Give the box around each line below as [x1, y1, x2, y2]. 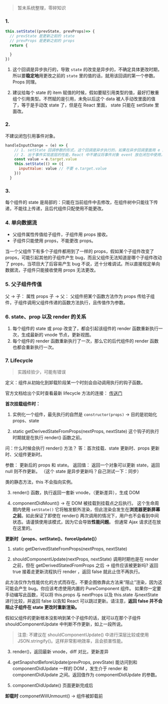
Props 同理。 [12, 78, 39, 84]
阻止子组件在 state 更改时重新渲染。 [5, 604, 80, 610]
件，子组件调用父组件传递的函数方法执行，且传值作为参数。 [5, 299, 128, 305]
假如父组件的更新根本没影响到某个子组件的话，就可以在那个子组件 [5, 615, 141, 621]
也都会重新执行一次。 [12, 344, 56, 350]
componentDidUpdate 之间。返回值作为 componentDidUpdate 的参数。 [12, 672, 160, 678]
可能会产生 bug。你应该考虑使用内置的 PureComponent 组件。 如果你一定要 [5, 585, 161, 591]
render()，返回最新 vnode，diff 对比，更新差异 [12, 648, 109, 654]
